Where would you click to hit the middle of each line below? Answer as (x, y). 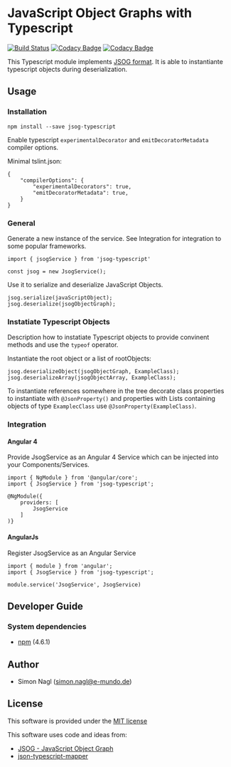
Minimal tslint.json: (35, 161)
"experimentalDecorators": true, (82, 186)
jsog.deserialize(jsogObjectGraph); (61, 304)
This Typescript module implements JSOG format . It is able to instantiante (116, 61)
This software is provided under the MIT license (77, 721)
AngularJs (23, 537)
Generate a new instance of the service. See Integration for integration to (114, 238)
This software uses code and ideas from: (67, 734)
